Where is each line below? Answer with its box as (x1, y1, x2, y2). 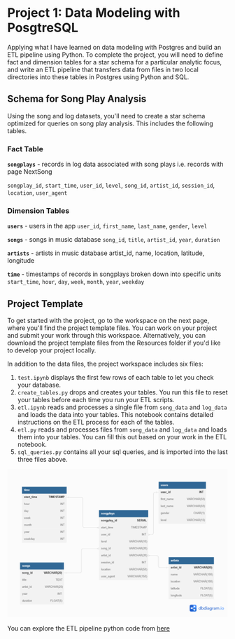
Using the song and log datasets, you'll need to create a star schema (7, 111, 206, 120)
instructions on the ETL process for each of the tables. (17, 418, 175, 427)
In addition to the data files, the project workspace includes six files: (7, 359, 204, 369)
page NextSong (7, 167, 52, 176)
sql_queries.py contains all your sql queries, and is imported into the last (17, 448, 229, 456)
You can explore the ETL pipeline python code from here (7, 624, 170, 632)
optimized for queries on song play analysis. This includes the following (7, 119, 213, 128)
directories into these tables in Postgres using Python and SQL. (7, 72, 190, 81)
